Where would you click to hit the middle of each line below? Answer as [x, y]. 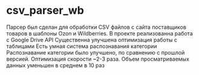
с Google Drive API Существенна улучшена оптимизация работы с [92, 40]
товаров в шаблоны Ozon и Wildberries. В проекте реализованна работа [99, 33]
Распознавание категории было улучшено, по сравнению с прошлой [96, 52]
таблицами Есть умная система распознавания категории [82, 46]
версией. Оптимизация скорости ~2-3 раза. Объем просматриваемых [98, 59]
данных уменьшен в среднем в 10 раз [55, 65]
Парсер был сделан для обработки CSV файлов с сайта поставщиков [96, 27]
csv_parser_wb [45, 10]
